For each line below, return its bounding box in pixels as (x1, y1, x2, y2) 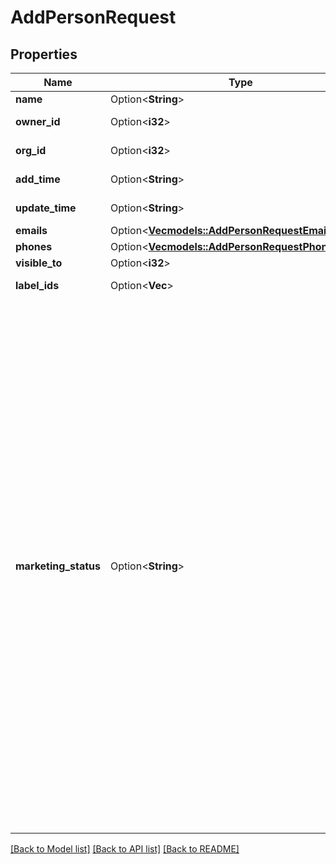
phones (15, 240, 53, 253)
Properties (10, 46, 78, 63)
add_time (15, 172, 61, 186)
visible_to (15, 256, 63, 270)
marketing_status (15, 559, 101, 573)
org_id (15, 144, 47, 157)
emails (15, 224, 48, 237)
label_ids (15, 279, 60, 292)
